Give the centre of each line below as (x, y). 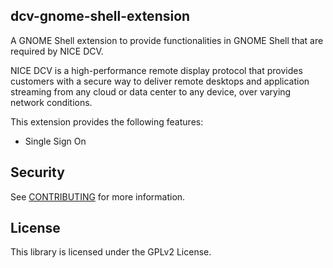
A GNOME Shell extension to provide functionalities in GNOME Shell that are (167, 40)
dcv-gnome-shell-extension (100, 16)
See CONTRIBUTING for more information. (98, 196)
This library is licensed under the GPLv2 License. (111, 252)
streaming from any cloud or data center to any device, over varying (151, 91)
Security (37, 172)
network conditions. (51, 102)
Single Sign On (55, 141)
